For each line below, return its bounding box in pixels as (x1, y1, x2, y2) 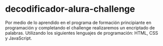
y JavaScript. (5, 35, 32, 41)
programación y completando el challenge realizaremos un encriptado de (5, 24, 155, 30)
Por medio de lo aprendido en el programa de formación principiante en (5, 20, 152, 25)
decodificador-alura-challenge (5, 3, 135, 15)
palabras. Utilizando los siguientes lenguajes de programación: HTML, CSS (5, 30, 159, 36)
